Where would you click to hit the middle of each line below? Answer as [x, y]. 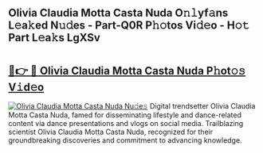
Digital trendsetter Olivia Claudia [202, 106]
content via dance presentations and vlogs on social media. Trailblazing [126, 123]
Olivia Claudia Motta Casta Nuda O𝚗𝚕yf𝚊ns [118, 13]
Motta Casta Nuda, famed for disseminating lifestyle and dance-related [125, 115]
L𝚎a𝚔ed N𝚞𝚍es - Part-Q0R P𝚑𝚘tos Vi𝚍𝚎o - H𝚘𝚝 [129, 26]
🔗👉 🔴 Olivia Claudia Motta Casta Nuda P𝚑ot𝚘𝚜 [127, 71]
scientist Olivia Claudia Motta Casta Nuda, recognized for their [111, 132]
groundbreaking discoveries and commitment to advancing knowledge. [125, 140]
